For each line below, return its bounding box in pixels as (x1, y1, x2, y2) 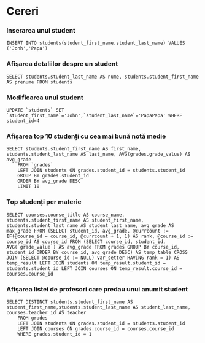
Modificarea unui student (6, 93, 84, 102)
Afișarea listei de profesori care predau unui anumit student (6, 285, 188, 293)
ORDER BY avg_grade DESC (17, 178, 81, 185)
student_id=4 (6, 118, 40, 124)
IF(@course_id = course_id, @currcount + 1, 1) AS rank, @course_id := (6, 233, 193, 239)
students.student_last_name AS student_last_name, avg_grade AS (6, 222, 174, 228)
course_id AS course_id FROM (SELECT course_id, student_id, (6, 238, 166, 245)
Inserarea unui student (6, 26, 75, 35)
